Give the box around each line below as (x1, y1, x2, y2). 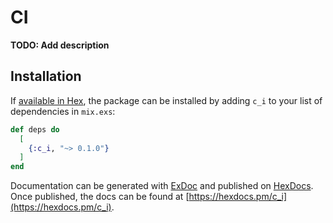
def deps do (10, 124, 60, 135)
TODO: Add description (10, 39, 110, 51)
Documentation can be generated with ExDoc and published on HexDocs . (10, 180, 314, 192)
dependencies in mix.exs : (10, 105, 116, 117)
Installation (10, 68, 82, 85)
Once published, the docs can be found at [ (10, 191, 190, 203)
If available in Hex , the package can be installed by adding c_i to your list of (10, 94, 323, 106)
